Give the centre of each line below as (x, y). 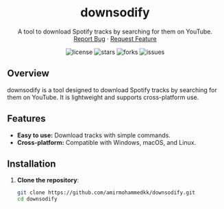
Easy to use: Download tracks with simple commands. (94, 135)
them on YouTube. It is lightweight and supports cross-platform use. (103, 97)
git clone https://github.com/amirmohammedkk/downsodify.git (106, 193)
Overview (28, 73)
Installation (32, 164)
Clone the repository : (48, 180)
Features (26, 119)
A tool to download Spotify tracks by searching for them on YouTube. (115, 31)
